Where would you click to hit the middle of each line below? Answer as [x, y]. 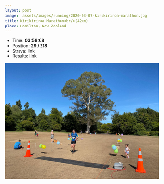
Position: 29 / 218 [30, 46]
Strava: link [23, 51]
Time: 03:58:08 [28, 40]
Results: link [24, 56]
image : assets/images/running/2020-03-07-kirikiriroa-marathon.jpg [76, 15]
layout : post [18, 10]
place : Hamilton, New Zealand [36, 26]
